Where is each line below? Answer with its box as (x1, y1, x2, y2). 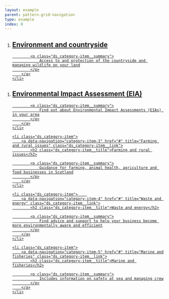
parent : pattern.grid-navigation (5, 12, 75, 17)
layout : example (5, 7, 39, 13)
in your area (12, 112, 40, 117)
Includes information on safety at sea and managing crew (39, 276, 164, 281)
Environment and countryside (12, 40, 108, 49)
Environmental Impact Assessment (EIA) (12, 90, 142, 98)
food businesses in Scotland (12, 169, 74, 175)
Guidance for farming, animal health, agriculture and (39, 165, 157, 170)
